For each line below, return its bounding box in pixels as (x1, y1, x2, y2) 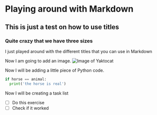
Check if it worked (12, 105, 49, 111)
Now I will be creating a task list (5, 90, 69, 96)
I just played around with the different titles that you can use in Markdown (5, 48, 152, 54)
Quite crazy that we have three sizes (5, 38, 93, 44)
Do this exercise (12, 99, 45, 105)
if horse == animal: (5, 77, 47, 81)
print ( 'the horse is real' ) (9, 81, 67, 86)
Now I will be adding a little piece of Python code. (5, 67, 105, 73)
